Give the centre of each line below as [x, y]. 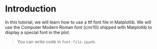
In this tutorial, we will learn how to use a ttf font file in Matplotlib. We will [78, 22]
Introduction [31, 9]
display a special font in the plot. [38, 32]
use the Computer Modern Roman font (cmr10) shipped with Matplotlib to [78, 27]
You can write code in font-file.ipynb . [56, 41]
